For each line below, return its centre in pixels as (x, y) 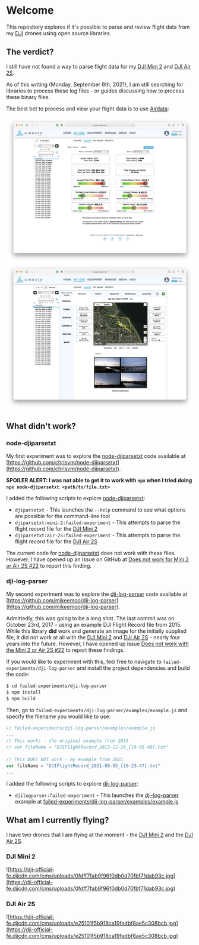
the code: (18, 675)
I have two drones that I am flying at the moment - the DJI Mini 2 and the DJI (100, 835)
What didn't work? (41, 426)
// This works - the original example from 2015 (67, 741)
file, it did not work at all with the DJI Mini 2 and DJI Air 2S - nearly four (93, 638)
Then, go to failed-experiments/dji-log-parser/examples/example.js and (97, 710)
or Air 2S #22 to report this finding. (49, 566)
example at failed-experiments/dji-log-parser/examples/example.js (97, 801)
